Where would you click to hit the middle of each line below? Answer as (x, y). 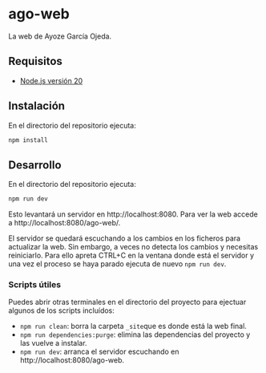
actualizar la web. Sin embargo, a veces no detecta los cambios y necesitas (133, 247)
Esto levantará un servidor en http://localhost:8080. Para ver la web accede (133, 214)
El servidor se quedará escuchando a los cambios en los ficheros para (125, 238)
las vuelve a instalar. (53, 343)
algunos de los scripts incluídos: (61, 310)
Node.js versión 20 (51, 80)
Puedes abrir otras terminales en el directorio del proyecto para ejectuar (127, 302)
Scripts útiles (35, 285)
